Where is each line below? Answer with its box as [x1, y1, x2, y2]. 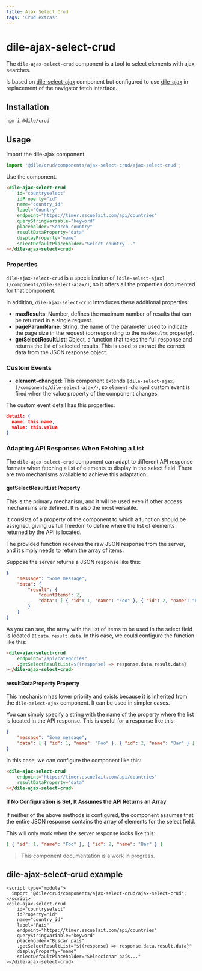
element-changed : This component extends [14, 377, 126, 384]
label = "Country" [17, 207, 58, 213]
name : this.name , [11, 418, 55, 424]
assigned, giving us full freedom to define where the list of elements [6, 522, 176, 529]
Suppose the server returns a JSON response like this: [6, 558, 141, 565]
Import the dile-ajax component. [6, 150, 86, 158]
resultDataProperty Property [6, 679, 80, 687]
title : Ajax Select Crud [6, 8, 69, 15]
